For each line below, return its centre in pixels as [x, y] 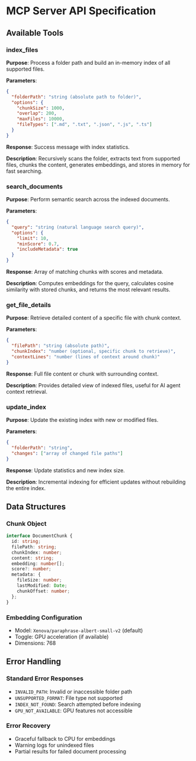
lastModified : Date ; [42, 586]
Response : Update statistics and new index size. [66, 470]
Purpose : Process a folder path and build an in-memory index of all [88, 62]
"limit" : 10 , [33, 238]
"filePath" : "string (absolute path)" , [61, 346]
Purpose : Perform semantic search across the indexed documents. [88, 200]
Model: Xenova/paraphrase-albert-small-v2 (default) [79, 630]
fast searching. [24, 171]
